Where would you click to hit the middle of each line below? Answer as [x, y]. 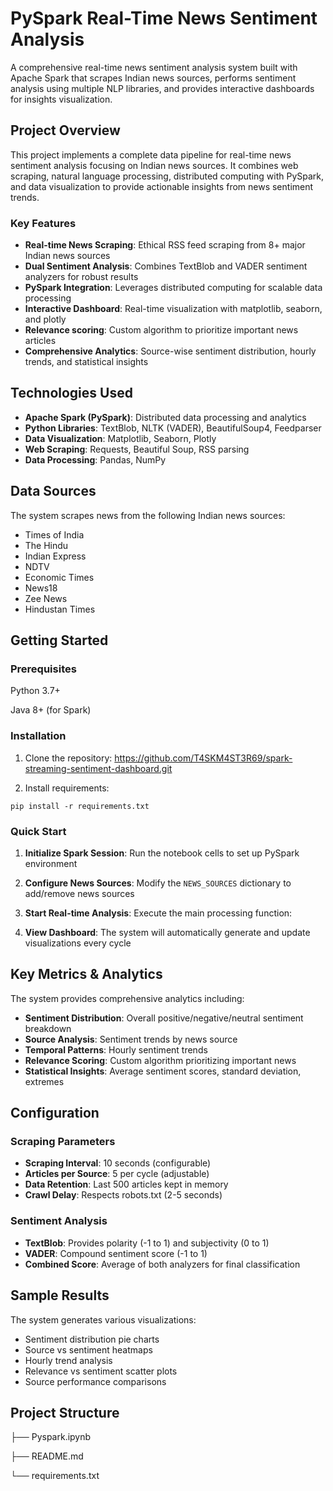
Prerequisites [43, 669]
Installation [38, 736]
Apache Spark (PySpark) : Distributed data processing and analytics [165, 417]
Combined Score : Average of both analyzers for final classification [162, 1264]
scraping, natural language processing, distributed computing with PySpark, [167, 176]
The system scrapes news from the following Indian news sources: [148, 515]
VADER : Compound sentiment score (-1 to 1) [116, 1253]
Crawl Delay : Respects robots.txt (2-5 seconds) [123, 1195]
